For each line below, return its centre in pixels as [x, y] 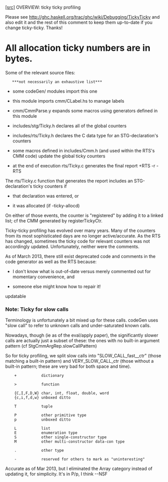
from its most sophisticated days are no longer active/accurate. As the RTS [83, 235]
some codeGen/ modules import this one [55, 91]
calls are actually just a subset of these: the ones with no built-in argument [82, 341]
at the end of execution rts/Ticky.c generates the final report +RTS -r [84, 166]
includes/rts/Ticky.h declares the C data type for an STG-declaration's [85, 135]
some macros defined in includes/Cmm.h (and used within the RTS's [83, 150]
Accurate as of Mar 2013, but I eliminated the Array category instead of [79, 469]
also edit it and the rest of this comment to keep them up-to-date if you [79, 22]
